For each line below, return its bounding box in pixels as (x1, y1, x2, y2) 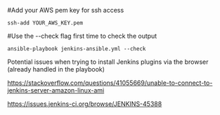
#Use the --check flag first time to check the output (7, 32, 157, 40)
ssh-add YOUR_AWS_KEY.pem (7, 20, 83, 27)
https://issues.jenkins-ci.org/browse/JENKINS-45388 (7, 100, 162, 108)
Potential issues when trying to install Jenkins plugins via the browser (7, 57, 209, 66)
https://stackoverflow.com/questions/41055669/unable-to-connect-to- (7, 79, 213, 87)
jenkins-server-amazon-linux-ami (7, 86, 105, 94)
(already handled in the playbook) (7, 65, 105, 73)
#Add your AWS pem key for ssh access (7, 6, 124, 14)
